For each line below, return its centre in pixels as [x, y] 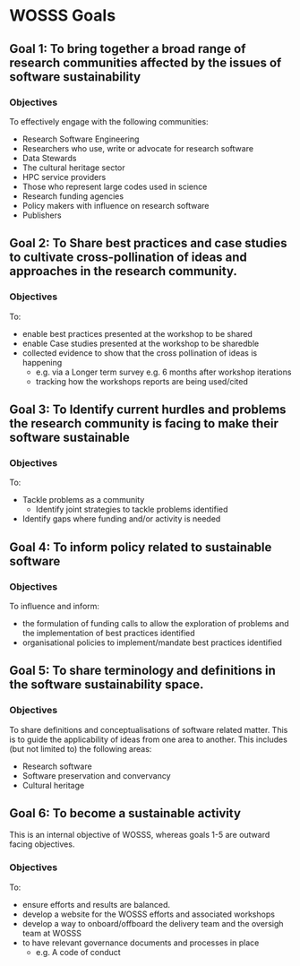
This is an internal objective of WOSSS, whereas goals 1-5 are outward [140, 835]
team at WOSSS [52, 933]
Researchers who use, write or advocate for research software [137, 148]
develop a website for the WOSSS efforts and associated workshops [149, 914]
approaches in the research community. [123, 271]
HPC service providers [64, 177]
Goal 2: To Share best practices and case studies [149, 243]
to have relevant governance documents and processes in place [141, 943]
